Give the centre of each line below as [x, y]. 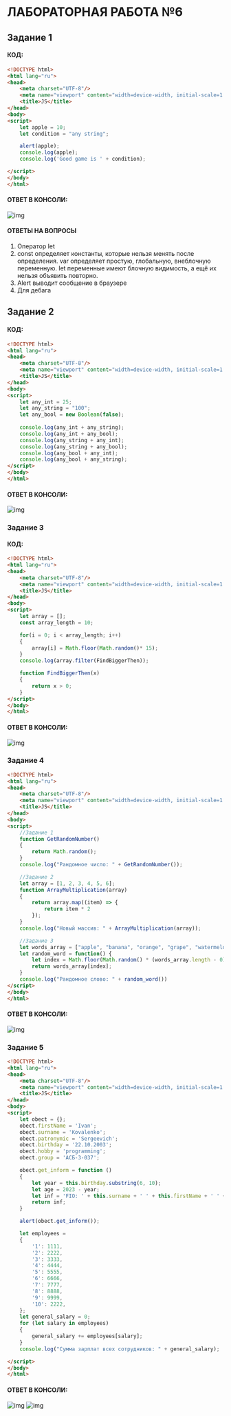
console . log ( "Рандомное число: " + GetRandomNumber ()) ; [101, 865]
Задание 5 [25, 1047]
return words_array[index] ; [72, 966]
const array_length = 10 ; [57, 622]
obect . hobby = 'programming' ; [63, 1151]
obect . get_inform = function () [66, 1170]
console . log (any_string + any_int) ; [72, 440]
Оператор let [36, 246]
